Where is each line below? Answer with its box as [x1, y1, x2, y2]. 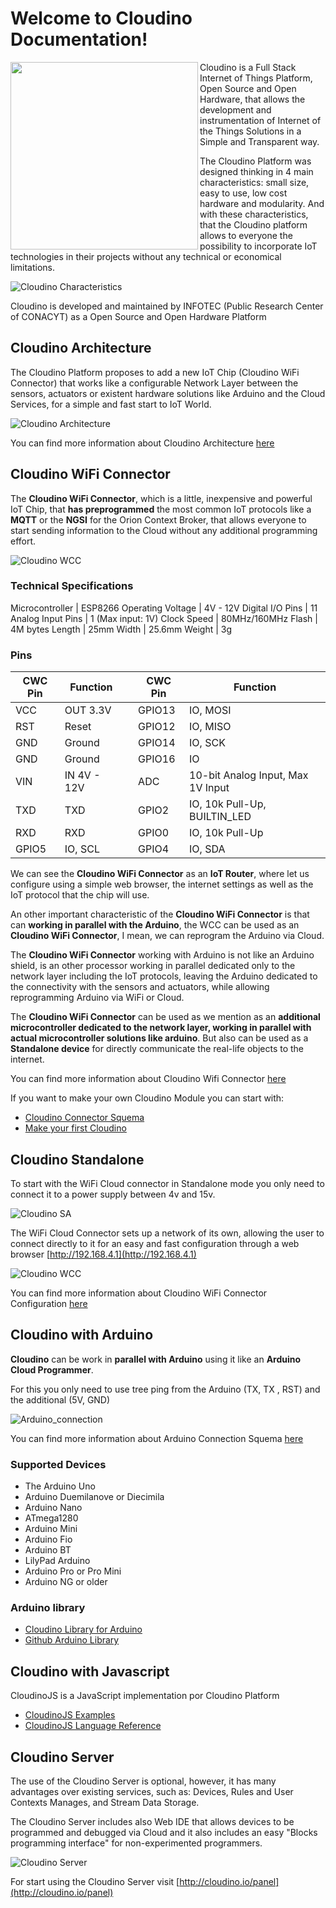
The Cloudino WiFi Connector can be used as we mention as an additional [10, 1011, 321, 1023]
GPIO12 [138, 720, 176, 734]
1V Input [189, 781, 230, 795]
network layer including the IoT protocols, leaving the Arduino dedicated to [10, 970, 318, 982]
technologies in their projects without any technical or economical [10, 250, 282, 262]
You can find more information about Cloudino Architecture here [10, 437, 275, 449]
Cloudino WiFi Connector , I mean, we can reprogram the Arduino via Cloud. [10, 930, 325, 942]
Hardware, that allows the [199, 93, 306, 105]
